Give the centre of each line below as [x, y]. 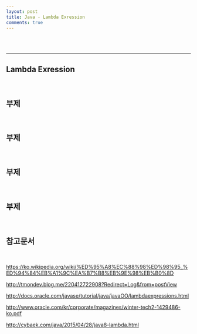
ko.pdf [14, 313]
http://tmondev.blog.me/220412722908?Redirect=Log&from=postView [92, 285]
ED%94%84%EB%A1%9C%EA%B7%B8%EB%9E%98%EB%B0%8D [90, 273]
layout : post [22, 11]
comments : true [25, 22]
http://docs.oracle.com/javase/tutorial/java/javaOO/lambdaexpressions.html [98, 296]
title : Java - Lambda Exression [45, 17]
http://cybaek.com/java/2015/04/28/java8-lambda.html [73, 325]
